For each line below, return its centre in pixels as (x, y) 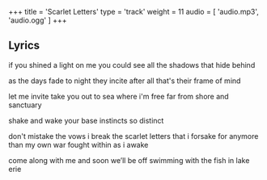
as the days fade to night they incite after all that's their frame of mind (125, 81)
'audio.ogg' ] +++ (38, 20)
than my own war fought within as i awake (78, 144)
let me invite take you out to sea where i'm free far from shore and (119, 96)
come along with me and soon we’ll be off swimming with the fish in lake (129, 160)
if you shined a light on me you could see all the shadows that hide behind (132, 65)
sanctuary (25, 105)
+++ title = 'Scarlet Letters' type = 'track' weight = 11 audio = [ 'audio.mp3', (133, 12)
